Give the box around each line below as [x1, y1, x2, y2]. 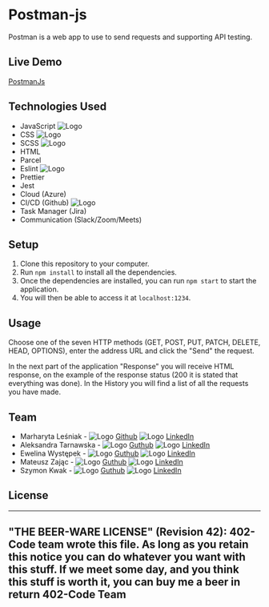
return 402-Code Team [8, 588, 126, 601]
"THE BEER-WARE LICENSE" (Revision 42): [8, 525, 227, 539]
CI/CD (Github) [19, 198, 70, 207]
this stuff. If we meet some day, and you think [8, 563, 239, 577]
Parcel [19, 155, 42, 165]
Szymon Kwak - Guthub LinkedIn [19, 466, 182, 475]
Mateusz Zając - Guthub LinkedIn [19, 457, 184, 466]
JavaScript [19, 121, 56, 131]
